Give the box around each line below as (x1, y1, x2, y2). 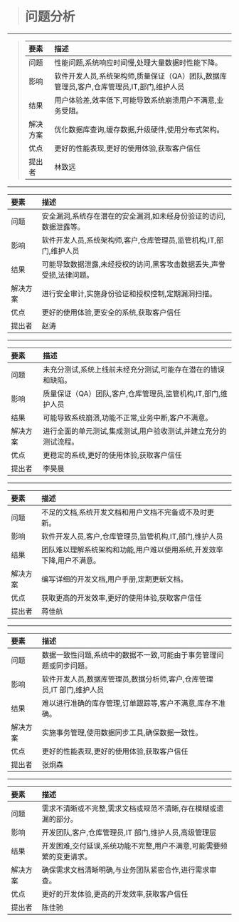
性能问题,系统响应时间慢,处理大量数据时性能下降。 (54, 57, 223, 67)
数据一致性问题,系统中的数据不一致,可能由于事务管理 (41, 649, 217, 659)
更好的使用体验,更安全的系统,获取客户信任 (41, 307, 181, 317)
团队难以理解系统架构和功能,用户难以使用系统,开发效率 (41, 544, 224, 554)
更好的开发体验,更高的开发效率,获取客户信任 (41, 888, 188, 898)
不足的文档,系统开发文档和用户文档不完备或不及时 (41, 507, 208, 517)
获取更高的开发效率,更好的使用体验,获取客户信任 (41, 592, 203, 602)
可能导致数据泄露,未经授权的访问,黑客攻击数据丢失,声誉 (41, 259, 226, 269)
